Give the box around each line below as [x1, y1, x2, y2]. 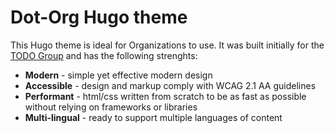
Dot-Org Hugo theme [10, 6, 188, 29]
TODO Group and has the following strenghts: [10, 49, 198, 61]
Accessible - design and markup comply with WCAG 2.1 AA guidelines [24, 79, 317, 91]
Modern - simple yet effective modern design [24, 69, 213, 81]
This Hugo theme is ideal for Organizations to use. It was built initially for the [10, 39, 325, 51]
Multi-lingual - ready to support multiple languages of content [24, 111, 283, 123]
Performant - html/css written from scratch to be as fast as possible [24, 90, 307, 102]
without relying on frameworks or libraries [24, 101, 198, 113]
